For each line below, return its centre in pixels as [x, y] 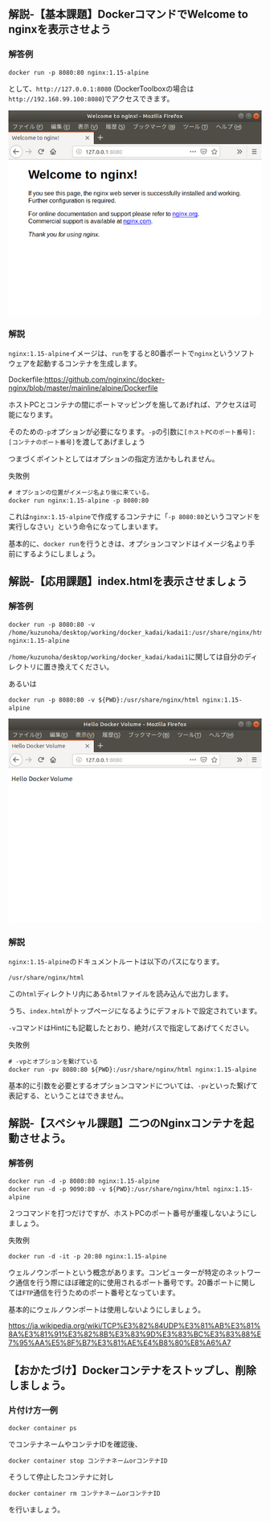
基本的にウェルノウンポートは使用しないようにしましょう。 [106, 1310]
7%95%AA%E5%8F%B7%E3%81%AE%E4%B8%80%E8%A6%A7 [120, 1343]
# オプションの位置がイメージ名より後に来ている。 [81, 493]
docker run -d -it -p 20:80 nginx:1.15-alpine [88, 1257]
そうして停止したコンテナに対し [61, 1477]
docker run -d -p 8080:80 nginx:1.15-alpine [84, 1181]
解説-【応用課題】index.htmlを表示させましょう [128, 581]
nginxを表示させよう [60, 29]
